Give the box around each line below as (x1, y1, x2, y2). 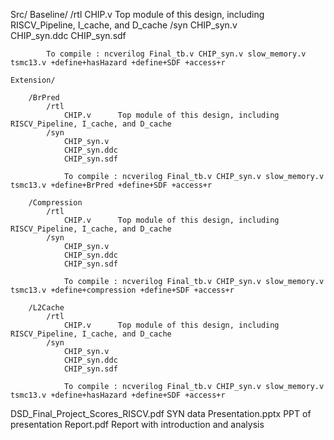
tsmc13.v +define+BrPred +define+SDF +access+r (10, 180, 213, 190)
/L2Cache (28, 303, 65, 313)
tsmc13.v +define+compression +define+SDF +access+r (10, 285, 235, 295)
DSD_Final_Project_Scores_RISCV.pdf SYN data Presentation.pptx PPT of (10, 408, 312, 419)
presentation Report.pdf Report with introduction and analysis (10, 419, 265, 430)
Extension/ (10, 75, 56, 85)
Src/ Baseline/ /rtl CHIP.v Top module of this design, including (10, 9, 265, 20)
